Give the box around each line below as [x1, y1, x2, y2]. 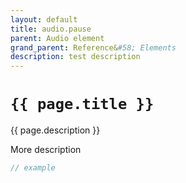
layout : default [10, 14, 78, 25]
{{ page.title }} [10, 95, 155, 114]
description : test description [10, 52, 141, 62]
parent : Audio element [10, 33, 105, 43]
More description [10, 144, 82, 156]
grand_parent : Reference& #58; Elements [10, 42, 177, 53]
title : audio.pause [10, 24, 92, 34]
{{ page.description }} [10, 124, 101, 136]
